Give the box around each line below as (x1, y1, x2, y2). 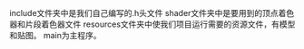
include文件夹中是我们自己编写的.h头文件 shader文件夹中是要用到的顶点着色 (9, 8, 295, 18)
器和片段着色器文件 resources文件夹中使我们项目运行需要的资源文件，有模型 (9, 19, 296, 29)
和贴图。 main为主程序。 (9, 30, 102, 40)
